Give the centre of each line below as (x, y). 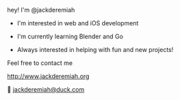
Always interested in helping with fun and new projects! (95, 50)
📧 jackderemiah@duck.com (46, 89)
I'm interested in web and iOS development (78, 23)
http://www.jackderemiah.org (48, 76)
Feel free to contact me (40, 63)
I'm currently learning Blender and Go (70, 36)
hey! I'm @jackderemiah (41, 10)
